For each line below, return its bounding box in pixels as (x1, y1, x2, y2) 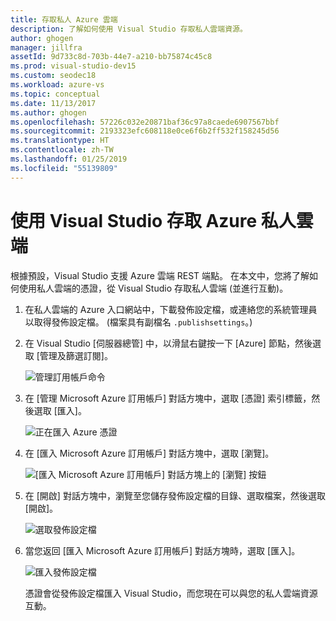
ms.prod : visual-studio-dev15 (10, 61, 137, 71)
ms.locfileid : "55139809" (10, 163, 118, 173)
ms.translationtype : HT (10, 136, 110, 146)
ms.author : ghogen (10, 107, 87, 118)
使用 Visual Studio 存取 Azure (10, 209, 258, 232)
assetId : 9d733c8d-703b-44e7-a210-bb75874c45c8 (10, 52, 213, 62)
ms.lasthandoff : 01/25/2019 (10, 154, 128, 164)
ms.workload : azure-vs (10, 80, 105, 90)
